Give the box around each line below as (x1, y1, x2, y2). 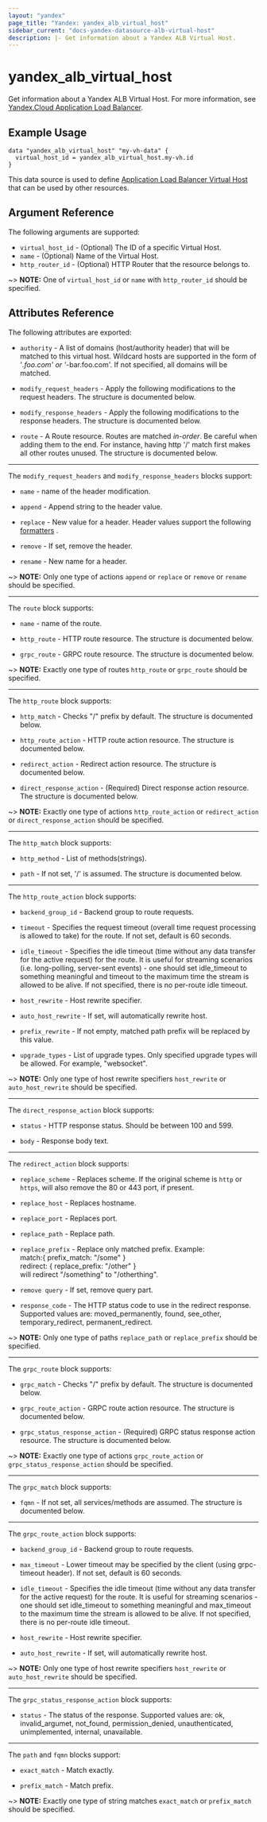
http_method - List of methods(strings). (19, 853, 147, 863)
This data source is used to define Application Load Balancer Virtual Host (8, 175, 248, 184)
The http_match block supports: (8, 838, 112, 847)
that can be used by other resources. (8, 184, 130, 192)
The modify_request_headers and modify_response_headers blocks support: (8, 470, 253, 481)
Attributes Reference (8, 307, 114, 320)
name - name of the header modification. (19, 486, 151, 496)
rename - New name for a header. (19, 556, 128, 566)
